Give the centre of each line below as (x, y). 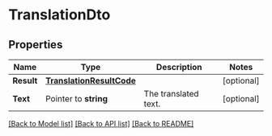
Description (179, 67)
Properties (36, 45)
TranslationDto (59, 15)
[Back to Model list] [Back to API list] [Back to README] (101, 124)
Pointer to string (76, 99)
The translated (172, 94)
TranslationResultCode (91, 80)
